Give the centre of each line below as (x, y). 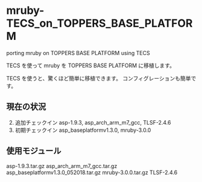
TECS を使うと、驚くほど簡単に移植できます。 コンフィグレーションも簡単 (99, 78)
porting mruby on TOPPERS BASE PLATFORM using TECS (78, 53)
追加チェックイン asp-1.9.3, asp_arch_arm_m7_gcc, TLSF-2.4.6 (93, 122)
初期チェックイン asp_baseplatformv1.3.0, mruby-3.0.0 (83, 130)
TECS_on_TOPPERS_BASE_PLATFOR (99, 23)
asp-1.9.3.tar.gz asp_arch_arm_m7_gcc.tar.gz (62, 166)
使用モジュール (34, 151)
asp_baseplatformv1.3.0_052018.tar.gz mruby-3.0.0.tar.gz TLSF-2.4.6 (92, 172)
